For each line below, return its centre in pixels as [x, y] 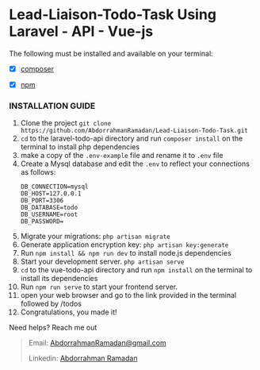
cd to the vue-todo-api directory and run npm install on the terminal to [136, 270]
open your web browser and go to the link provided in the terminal [128, 295]
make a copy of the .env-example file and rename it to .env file [122, 156]
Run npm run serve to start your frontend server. [99, 287]
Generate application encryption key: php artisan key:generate [124, 245]
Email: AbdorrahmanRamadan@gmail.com [97, 343]
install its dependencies [59, 279]
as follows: [38, 172]
